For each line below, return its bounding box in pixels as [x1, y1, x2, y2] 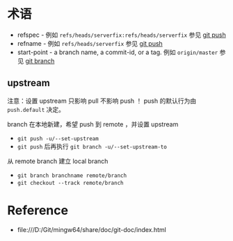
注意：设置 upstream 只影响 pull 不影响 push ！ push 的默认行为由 [7, 97, 197, 105]
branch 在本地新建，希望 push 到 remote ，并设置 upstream [7, 119, 179, 128]
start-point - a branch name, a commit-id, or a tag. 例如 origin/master [17, 48, 218, 56]
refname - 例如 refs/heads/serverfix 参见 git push [17, 39, 163, 47]
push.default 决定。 [7, 105, 65, 113]
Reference [7, 202, 68, 218]
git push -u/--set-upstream [17, 135, 99, 142]
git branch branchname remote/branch [17, 172, 127, 179]
